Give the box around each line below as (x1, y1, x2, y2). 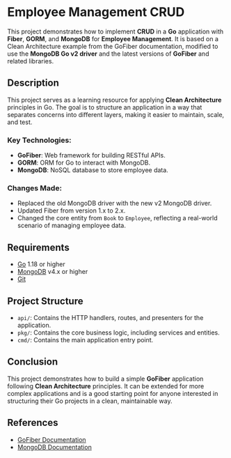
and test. (7, 118, 33, 126)
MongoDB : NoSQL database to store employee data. (17, 166, 168, 174)
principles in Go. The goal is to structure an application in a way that (7, 102, 202, 112)
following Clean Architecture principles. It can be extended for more (7, 381, 205, 390)
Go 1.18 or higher (17, 260, 65, 268)
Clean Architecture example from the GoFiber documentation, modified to (7, 42, 218, 50)
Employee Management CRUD (7, 4, 185, 20)
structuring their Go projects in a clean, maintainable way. (7, 397, 173, 405)
